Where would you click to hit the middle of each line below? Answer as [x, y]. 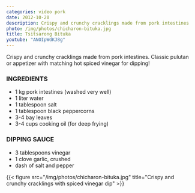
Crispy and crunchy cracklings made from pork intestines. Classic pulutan [97, 57]
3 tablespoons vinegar [43, 152]
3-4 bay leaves [34, 117]
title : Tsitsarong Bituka [38, 34]
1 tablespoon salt [36, 105]
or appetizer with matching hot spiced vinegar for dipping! [78, 63]
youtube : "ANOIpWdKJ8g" [36, 40]
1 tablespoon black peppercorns [55, 111]
